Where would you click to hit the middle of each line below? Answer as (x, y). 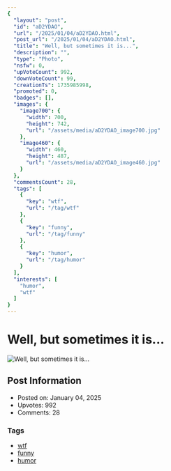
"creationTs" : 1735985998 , (53, 85)
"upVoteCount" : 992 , (43, 72)
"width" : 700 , (46, 117)
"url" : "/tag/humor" (55, 260)
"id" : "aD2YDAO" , (39, 26)
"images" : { (31, 105)
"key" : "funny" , (49, 227)
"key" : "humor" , (49, 254)
